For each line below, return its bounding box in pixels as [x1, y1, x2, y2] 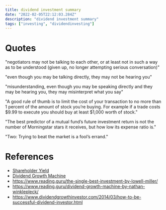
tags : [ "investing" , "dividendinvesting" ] [5, 21, 94, 26]
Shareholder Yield [12, 168, 49, 174]
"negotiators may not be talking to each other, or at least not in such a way [5, 59, 158, 65]
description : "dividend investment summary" [5, 16, 99, 21]
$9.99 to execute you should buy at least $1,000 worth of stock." [5, 109, 138, 115]
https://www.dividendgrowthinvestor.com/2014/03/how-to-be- [12, 194, 142, 200]
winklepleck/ [12, 189, 39, 195]
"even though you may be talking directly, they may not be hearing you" [5, 74, 153, 80]
